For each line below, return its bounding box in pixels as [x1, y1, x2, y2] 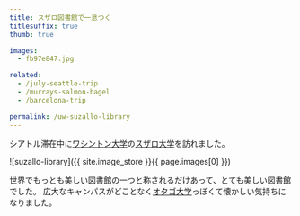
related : [9, 71, 42, 80]
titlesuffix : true [9, 22, 78, 31]
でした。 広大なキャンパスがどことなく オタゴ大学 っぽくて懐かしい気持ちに [9, 185, 287, 196]
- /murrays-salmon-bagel [17, 87, 110, 96]
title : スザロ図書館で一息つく [9, 13, 111, 22]
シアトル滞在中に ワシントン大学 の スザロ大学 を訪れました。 [9, 138, 230, 148]
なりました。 [9, 197, 57, 208]
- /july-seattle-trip [17, 79, 99, 88]
